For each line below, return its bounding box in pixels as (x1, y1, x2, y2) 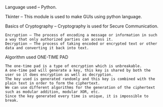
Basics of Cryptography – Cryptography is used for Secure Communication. (5, 23, 159, 29)
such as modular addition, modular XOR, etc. (5, 89, 100, 94)
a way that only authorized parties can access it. (5, 37, 113, 42)
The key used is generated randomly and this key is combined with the (5, 77, 155, 81)
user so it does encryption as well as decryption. (5, 72, 113, 77)
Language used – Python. (5, 4, 57, 10)
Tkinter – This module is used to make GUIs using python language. (5, 14, 142, 19)
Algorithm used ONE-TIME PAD (5, 54, 68, 60)
